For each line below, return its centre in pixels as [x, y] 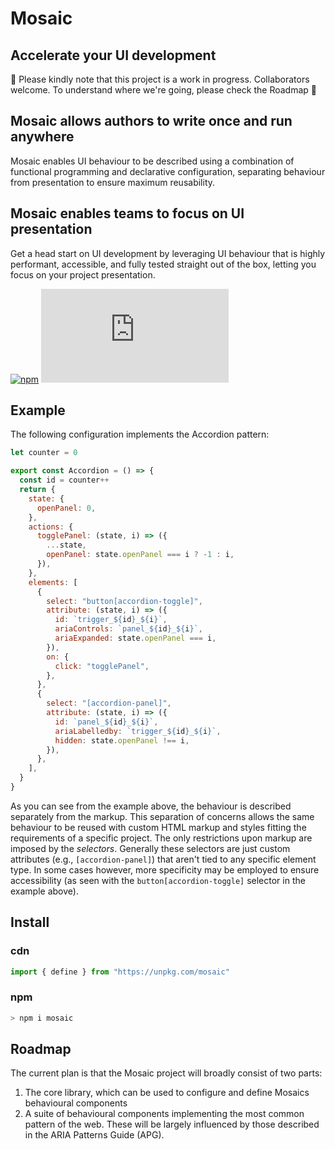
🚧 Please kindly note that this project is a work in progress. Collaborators [160, 79]
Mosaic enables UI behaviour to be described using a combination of [152, 161]
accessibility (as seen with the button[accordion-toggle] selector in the [158, 880]
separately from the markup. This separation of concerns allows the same [162, 816]
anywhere [42, 137]
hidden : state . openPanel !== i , [122, 740]
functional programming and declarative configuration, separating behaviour [168, 171]
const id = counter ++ [64, 480]
